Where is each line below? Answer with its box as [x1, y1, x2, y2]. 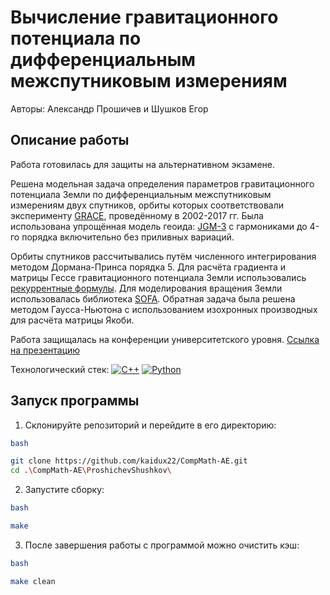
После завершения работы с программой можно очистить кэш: [24, 539, 300, 551]
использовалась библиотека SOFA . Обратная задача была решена [10, 292, 296, 305]
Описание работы [10, 132, 130, 149]
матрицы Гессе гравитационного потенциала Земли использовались [10, 271, 307, 283]
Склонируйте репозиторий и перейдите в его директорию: [24, 419, 277, 431]
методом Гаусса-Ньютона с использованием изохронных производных [10, 303, 318, 315]
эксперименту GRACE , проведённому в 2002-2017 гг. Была [10, 209, 264, 221]
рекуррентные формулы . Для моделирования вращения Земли [10, 282, 283, 294]
